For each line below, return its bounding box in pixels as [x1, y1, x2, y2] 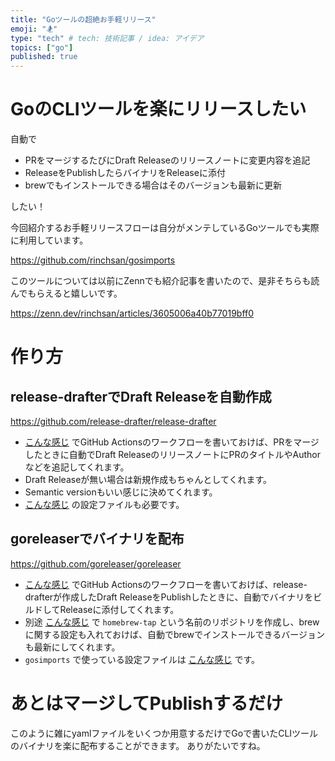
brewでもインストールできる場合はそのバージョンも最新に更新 [24, 179, 282, 191]
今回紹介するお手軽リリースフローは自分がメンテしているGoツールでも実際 [10, 222, 320, 234]
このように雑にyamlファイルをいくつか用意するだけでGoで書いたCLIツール [10, 727, 319, 739]
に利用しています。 [10, 234, 89, 246]
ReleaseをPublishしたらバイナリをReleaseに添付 [24, 167, 226, 179]
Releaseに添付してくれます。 [59, 603, 180, 615]
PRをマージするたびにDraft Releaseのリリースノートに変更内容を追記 [24, 154, 311, 166]
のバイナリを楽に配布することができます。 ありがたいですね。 [10, 739, 266, 751]
